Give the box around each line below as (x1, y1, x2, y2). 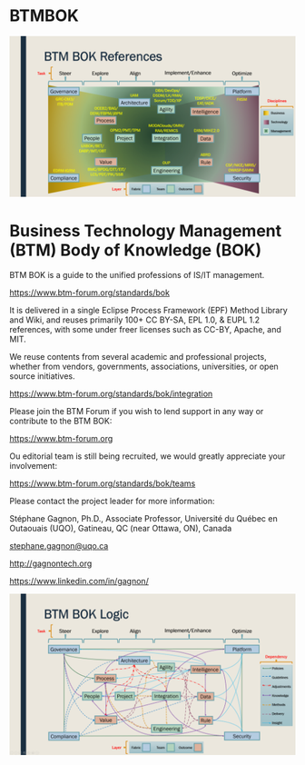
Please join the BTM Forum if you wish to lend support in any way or (9, 406, 264, 417)
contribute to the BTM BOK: (9, 415, 113, 427)
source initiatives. (9, 371, 75, 382)
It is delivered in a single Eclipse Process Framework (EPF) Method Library (9, 305, 288, 316)
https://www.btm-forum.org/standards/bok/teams (9, 478, 196, 489)
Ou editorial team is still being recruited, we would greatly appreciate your (9, 451, 286, 462)
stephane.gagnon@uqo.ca (9, 541, 109, 551)
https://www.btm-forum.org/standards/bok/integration (9, 388, 213, 400)
